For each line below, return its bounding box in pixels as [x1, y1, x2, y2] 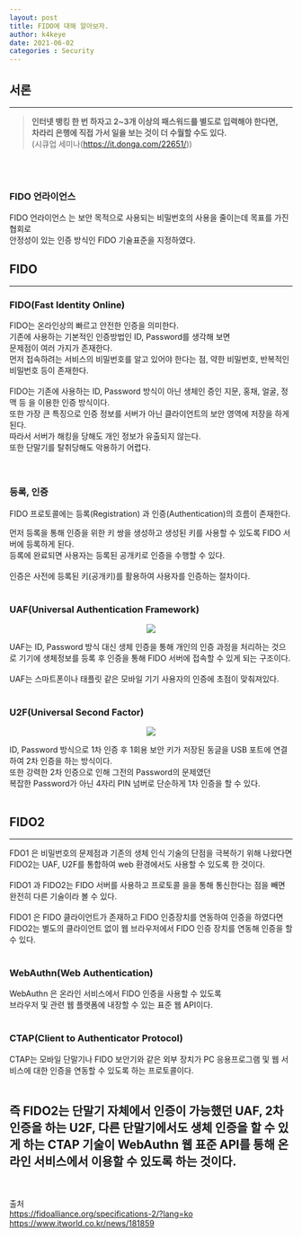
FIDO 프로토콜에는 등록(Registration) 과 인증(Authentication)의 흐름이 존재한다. [9, 508, 291, 519]
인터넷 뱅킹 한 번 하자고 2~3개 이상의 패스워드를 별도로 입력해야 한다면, [31, 116, 279, 127]
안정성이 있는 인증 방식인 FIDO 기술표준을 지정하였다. [9, 235, 196, 245]
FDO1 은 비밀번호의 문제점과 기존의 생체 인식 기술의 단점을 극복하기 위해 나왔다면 [9, 848, 293, 859]
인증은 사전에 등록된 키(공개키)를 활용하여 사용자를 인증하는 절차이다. [9, 570, 251, 581]
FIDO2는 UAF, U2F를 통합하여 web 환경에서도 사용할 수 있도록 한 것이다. [9, 859, 265, 870]
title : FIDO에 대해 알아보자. [9, 22, 110, 31]
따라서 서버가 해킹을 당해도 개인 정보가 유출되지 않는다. [9, 431, 201, 441]
